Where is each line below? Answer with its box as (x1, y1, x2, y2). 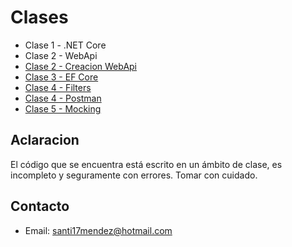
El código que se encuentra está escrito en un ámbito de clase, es (10, 158, 283, 170)
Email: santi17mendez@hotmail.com (24, 224, 173, 236)
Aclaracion (10, 132, 80, 149)
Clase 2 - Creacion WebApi (24, 60, 138, 72)
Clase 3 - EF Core (24, 71, 99, 83)
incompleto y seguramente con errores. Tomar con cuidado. (10, 169, 258, 181)
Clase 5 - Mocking (24, 102, 102, 115)
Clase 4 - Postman (24, 92, 102, 104)
